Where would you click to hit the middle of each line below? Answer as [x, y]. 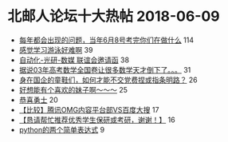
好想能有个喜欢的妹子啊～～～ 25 [73, 89]
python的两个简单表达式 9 [62, 129]
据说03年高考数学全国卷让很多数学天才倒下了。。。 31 [105, 69]
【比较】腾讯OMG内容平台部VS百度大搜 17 [89, 109]
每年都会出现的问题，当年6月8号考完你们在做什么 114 [106, 40]
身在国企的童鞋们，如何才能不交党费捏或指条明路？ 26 [108, 80]
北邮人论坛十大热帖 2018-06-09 [114, 16]
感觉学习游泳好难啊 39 [56, 49]
